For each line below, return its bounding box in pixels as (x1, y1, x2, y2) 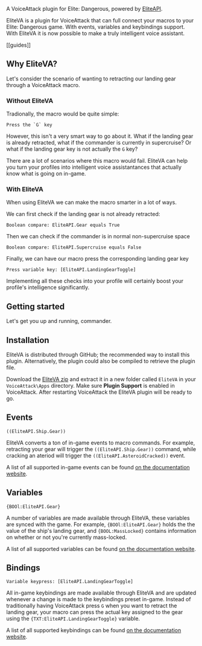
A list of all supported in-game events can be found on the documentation (6, 463, 190, 471)
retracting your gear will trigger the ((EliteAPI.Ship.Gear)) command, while (6, 445, 197, 452)
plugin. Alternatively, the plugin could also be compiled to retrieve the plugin (6, 357, 196, 365)
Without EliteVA (6, 96, 54, 105)
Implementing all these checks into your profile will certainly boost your (6, 278, 184, 285)
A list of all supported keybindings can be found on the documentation (6, 627, 181, 634)
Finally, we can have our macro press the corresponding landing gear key (6, 255, 189, 263)
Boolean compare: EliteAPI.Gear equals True (6, 222, 120, 229)
